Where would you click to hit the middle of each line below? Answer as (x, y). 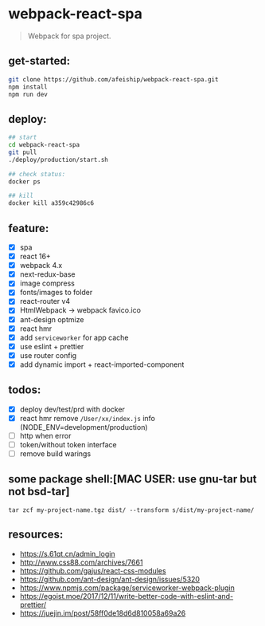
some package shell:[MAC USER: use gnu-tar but (132, 479)
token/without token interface (68, 444)
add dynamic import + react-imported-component (102, 364)
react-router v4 (45, 301)
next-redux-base (47, 274)
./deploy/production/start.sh (58, 159)
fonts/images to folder (56, 293)
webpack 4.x (41, 266)
